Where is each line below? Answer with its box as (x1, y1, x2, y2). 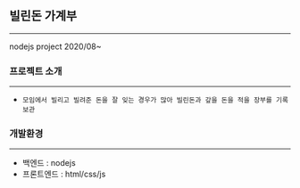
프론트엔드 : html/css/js (21, 168, 106, 180)
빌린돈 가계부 (9, 8, 78, 24)
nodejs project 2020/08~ (9, 41, 102, 52)
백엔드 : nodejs (21, 158, 76, 168)
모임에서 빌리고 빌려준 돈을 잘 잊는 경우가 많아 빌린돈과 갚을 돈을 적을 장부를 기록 (21, 96, 288, 105)
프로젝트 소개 (9, 65, 62, 78)
